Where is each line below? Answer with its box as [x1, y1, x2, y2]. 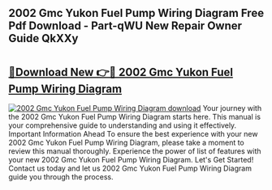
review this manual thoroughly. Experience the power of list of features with [8, 146, 261, 156]
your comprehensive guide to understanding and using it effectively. [8, 120, 237, 130]
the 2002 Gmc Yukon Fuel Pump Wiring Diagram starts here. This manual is [8, 112, 261, 121]
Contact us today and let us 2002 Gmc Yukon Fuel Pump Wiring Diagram [8, 163, 252, 173]
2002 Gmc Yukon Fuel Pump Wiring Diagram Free [8, 6, 265, 20]
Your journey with [202, 103, 262, 112]
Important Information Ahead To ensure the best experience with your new [8, 129, 258, 138]
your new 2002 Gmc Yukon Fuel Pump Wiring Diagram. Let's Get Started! [8, 155, 254, 164]
